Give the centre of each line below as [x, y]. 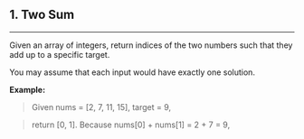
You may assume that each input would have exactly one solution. [133, 72]
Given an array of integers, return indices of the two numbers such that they [151, 45]
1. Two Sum [42, 15]
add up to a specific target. [60, 54]
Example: [28, 89]
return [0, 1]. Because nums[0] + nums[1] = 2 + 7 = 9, [131, 125]
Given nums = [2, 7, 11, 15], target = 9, [101, 107]
